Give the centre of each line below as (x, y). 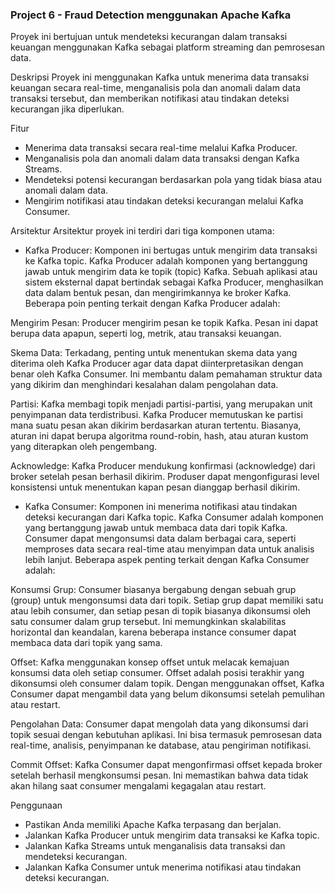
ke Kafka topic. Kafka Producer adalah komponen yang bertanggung (166, 261)
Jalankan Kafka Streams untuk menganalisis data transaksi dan (155, 846)
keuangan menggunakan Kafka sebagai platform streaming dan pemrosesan (168, 47)
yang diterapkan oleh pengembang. (84, 447)
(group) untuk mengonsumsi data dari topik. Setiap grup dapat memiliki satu (167, 600)
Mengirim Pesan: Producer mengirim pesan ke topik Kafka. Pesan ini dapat (164, 323)
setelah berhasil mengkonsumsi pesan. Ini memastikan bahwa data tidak (159, 775)
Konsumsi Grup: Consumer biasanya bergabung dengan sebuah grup (153, 590)
